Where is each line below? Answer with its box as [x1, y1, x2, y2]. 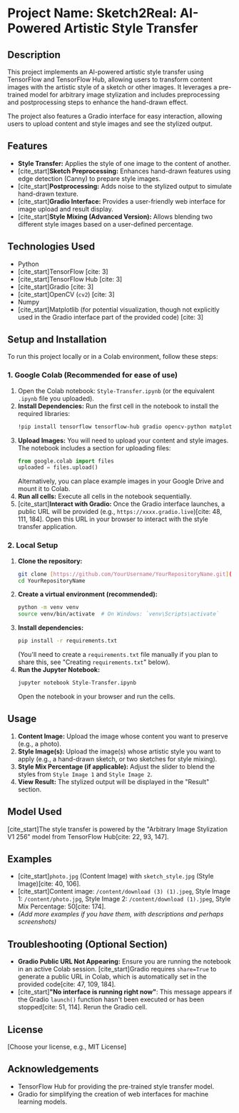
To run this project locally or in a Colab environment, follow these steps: [7, 352, 218, 361]
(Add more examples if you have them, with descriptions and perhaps [17, 910, 224, 919]
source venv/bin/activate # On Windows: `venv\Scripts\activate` [17, 610, 220, 618]
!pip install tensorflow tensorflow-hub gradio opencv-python [17, 423, 207, 430]
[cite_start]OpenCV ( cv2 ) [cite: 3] [17, 290, 116, 298]
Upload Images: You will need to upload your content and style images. [17, 436, 229, 445]
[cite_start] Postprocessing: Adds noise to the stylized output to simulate [17, 182, 232, 190]
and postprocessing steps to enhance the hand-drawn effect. [7, 98, 188, 107]
